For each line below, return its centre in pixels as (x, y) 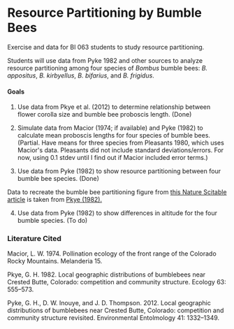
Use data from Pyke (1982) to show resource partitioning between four (119, 171)
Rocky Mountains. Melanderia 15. (55, 261)
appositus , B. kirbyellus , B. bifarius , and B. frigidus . (81, 75)
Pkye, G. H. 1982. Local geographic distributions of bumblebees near (107, 275)
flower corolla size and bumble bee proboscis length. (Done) (104, 115)
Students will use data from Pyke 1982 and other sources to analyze (105, 60)
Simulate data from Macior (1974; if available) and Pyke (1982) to (110, 128)
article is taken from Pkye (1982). (55, 200)
